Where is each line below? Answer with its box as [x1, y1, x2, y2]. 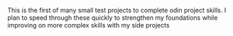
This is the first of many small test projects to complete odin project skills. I [7, 6, 227, 14]
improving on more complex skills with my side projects [7, 21, 170, 29]
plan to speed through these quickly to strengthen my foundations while [7, 13, 218, 22]
